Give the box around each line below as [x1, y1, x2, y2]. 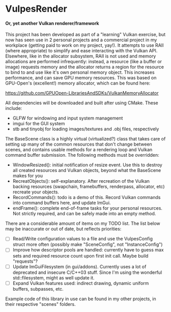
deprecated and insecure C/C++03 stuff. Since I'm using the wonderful [12, 269, 162, 275]
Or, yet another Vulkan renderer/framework [5, 20, 99, 26]
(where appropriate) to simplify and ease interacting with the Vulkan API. [5, 48, 158, 54]
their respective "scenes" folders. [5, 301, 76, 307]
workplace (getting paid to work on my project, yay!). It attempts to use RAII [5, 42, 164, 48]
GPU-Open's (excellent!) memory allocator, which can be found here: [5, 80, 151, 87]
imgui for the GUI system [12, 121, 65, 127]
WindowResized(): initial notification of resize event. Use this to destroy [12, 162, 163, 168]
